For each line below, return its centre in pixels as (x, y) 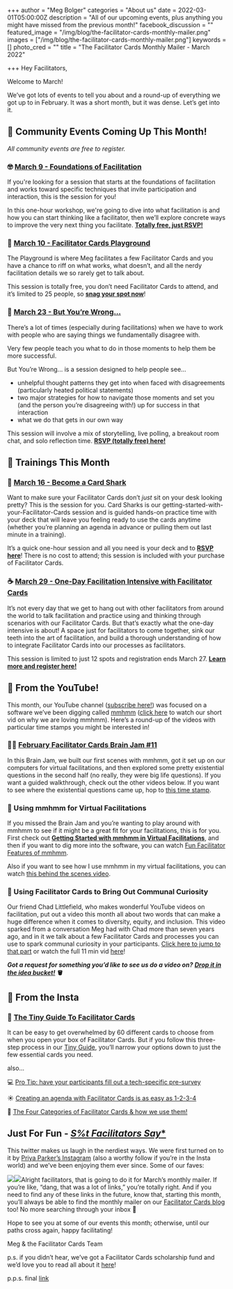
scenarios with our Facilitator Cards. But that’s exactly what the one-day (111, 623)
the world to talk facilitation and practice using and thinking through (104, 615)
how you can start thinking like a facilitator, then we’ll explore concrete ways (116, 218)
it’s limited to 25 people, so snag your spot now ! (77, 294)
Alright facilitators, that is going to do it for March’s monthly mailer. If (119, 1179)
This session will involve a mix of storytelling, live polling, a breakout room (113, 433)
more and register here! (42, 666)
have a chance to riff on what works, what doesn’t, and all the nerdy (105, 266)
